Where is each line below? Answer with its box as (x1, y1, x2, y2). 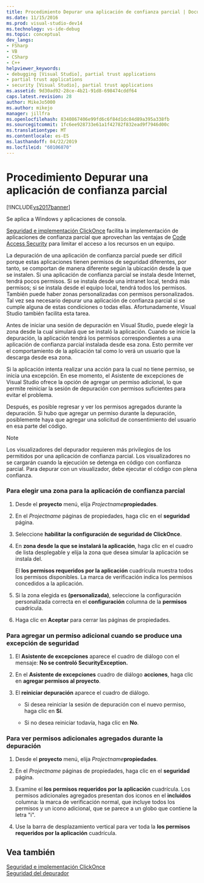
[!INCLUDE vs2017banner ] (6, 203, 71, 211)
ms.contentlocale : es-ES (6, 133, 69, 140)
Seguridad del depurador (6, 870, 69, 877)
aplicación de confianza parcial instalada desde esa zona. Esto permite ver (6, 340, 194, 348)
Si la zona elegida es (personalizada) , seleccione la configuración (15, 591, 182, 598)
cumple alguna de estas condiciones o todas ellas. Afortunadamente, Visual (6, 303, 196, 310)
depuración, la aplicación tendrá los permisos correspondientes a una (6, 334, 182, 342)
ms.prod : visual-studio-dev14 (6, 20, 83, 26)
